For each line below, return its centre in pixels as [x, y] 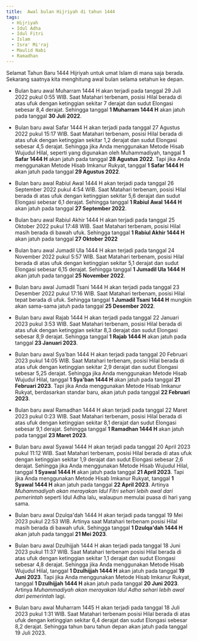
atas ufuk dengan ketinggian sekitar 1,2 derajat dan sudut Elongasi [96, 140]
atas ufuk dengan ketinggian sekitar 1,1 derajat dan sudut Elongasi [95, 558]
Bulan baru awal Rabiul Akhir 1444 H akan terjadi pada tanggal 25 [95, 220]
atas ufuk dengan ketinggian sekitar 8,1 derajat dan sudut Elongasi [95, 422]
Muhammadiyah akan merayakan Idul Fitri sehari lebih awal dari [94, 491]
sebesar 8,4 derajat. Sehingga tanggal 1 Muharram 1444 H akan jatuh [100, 109]
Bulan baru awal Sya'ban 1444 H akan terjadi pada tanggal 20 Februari [101, 354]
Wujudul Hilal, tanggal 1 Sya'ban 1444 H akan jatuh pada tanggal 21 [97, 379]
